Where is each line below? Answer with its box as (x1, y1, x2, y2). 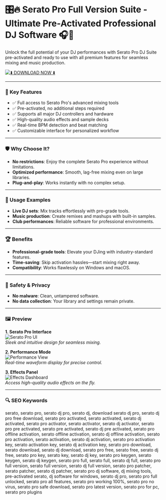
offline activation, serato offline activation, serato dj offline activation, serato (5, 431, 160, 437)
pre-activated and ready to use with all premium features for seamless (5, 54, 148, 60)
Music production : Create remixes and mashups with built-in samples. (12, 213, 157, 219)
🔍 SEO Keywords (5, 397, 48, 404)
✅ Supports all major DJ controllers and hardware (12, 111, 114, 117)
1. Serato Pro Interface (5, 328, 52, 335)
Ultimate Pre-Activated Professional (5, 18, 157, 29)
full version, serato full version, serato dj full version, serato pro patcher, (5, 463, 152, 469)
